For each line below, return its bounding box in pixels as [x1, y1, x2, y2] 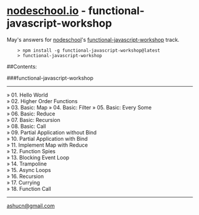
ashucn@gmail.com [6, 202, 55, 209]
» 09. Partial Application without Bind [6, 128, 97, 136]
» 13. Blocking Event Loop [6, 154, 70, 161]
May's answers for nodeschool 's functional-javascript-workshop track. [6, 36, 180, 43]
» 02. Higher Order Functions [6, 97, 78, 104]
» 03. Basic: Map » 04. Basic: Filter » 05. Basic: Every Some [6, 104, 152, 111]
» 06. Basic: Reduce [6, 110, 56, 117]
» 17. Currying [6, 178, 40, 186]
